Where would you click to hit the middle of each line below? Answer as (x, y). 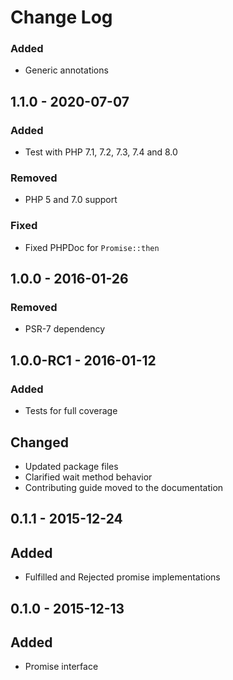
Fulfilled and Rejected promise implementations (122, 577)
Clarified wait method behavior (88, 477)
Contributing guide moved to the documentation (124, 487)
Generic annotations (66, 70)
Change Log (61, 17)
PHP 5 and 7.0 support (71, 200)
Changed (39, 442)
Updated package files (71, 466)
